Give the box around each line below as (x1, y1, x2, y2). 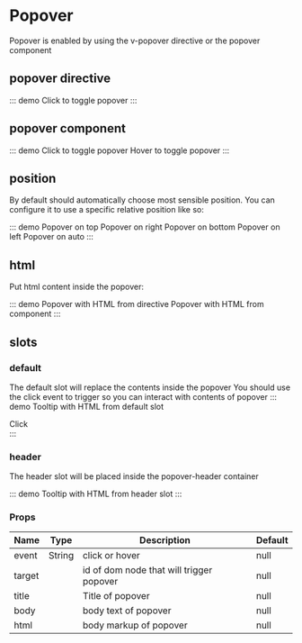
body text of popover (82, 604, 172, 617)
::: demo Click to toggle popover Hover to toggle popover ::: (9, 145, 230, 156)
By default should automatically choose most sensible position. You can (9, 195, 276, 205)
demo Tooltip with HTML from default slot (9, 401, 164, 412)
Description (138, 534, 191, 547)
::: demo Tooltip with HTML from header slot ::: (9, 488, 182, 500)
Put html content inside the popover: (9, 281, 145, 293)
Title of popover (82, 590, 150, 602)
